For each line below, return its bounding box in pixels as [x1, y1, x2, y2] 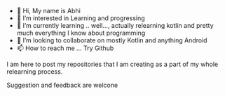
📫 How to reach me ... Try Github [16, 44, 114, 52]
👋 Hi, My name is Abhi [16, 7, 81, 15]
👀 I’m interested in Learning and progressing [16, 14, 145, 22]
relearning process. [6, 67, 63, 76]
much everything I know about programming [16, 29, 146, 37]
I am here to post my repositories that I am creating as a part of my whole [6, 60, 219, 68]
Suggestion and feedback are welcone [6, 81, 118, 89]
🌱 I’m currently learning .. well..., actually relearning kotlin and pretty [16, 22, 214, 29]
